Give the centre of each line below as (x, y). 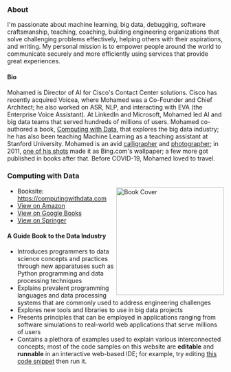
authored (20, 129)
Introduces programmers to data (63, 251)
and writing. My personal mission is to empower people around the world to (114, 47)
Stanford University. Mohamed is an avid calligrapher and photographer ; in (113, 143)
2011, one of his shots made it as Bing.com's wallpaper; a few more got (108, 151)
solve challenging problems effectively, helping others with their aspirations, (115, 39)
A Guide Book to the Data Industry (57, 236)
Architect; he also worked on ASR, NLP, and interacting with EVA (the (105, 107)
